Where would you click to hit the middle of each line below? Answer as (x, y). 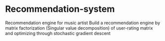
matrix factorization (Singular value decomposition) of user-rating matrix (79, 28)
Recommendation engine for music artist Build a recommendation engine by (83, 23)
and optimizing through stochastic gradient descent (58, 33)
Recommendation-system (60, 9)
